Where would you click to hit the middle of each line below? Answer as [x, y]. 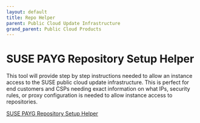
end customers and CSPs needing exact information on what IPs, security [98, 89]
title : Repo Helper [31, 18]
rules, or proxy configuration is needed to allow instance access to [89, 96]
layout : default [27, 12]
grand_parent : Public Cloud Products [54, 29]
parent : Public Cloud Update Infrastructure [63, 23]
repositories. [22, 102]
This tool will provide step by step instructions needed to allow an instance [99, 76]
